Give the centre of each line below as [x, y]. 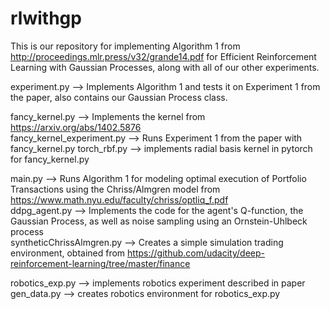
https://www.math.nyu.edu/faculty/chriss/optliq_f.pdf [119, 199]
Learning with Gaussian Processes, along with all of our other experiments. [165, 67]
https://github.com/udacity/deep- [196, 253]
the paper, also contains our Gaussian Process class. [119, 97]
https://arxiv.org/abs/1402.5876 [76, 127]
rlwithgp [46, 18]
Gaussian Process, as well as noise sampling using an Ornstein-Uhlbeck [159, 221]
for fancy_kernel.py [50, 159]
